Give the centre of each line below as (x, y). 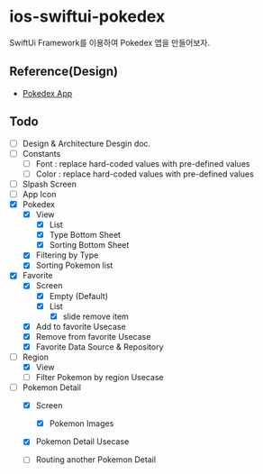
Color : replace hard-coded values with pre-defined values (145, 174)
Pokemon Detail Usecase (82, 442)
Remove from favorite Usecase (93, 336)
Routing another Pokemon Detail (95, 460)
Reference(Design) (64, 72)
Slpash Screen (49, 184)
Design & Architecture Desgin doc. (86, 143)
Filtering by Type (67, 255)
